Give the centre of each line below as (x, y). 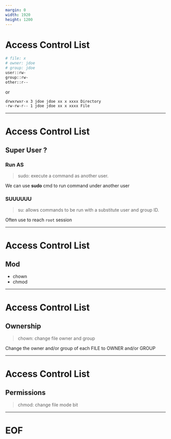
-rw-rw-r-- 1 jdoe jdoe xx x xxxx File (48, 106)
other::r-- (17, 82)
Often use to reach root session (39, 220)
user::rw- (16, 73)
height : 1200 (19, 19)
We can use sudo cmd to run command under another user (67, 186)
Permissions (25, 393)
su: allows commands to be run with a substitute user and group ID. (88, 210)
